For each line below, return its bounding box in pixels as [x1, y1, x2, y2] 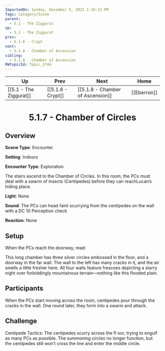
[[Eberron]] [131, 89, 158, 96]
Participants [5, 284, 43, 293]
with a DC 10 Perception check [5, 208, 67, 214]
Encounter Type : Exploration [5, 163, 64, 170]
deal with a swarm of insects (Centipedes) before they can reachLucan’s [5, 178, 152, 185]
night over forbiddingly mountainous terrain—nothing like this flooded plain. [5, 270, 158, 276]
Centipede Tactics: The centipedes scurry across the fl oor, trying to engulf [5, 330, 158, 336]
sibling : [5, 53, 23, 58]
